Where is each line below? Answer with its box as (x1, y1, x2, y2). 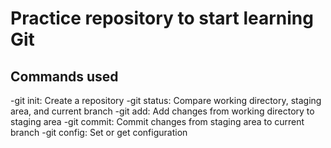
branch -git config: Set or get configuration (10, 127, 188, 138)
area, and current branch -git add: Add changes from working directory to (10, 105, 315, 117)
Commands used (10, 68, 119, 85)
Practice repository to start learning (10, 7, 314, 30)
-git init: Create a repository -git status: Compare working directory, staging (10, 95, 322, 106)
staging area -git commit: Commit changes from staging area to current (10, 116, 305, 127)
